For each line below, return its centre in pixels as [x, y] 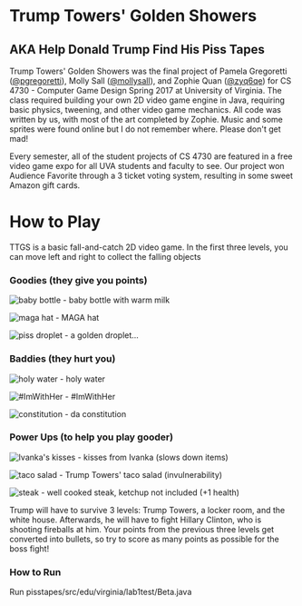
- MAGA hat [78, 318]
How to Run [35, 571]
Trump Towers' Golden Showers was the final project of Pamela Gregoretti [148, 71]
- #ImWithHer [90, 396]
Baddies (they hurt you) [63, 359]
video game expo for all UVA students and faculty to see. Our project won [147, 166]
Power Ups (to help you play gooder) [92, 437]
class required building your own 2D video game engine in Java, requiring [147, 100]
